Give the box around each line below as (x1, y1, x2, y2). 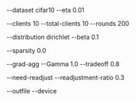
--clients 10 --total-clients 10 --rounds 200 (6, 20, 130, 27)
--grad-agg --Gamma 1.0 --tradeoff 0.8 (6, 60, 120, 68)
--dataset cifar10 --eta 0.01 (6, 6, 85, 14)
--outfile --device (6, 87, 57, 95)
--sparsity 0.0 (6, 47, 47, 54)
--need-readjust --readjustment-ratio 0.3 (6, 73, 125, 81)
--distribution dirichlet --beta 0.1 (6, 33, 99, 41)
